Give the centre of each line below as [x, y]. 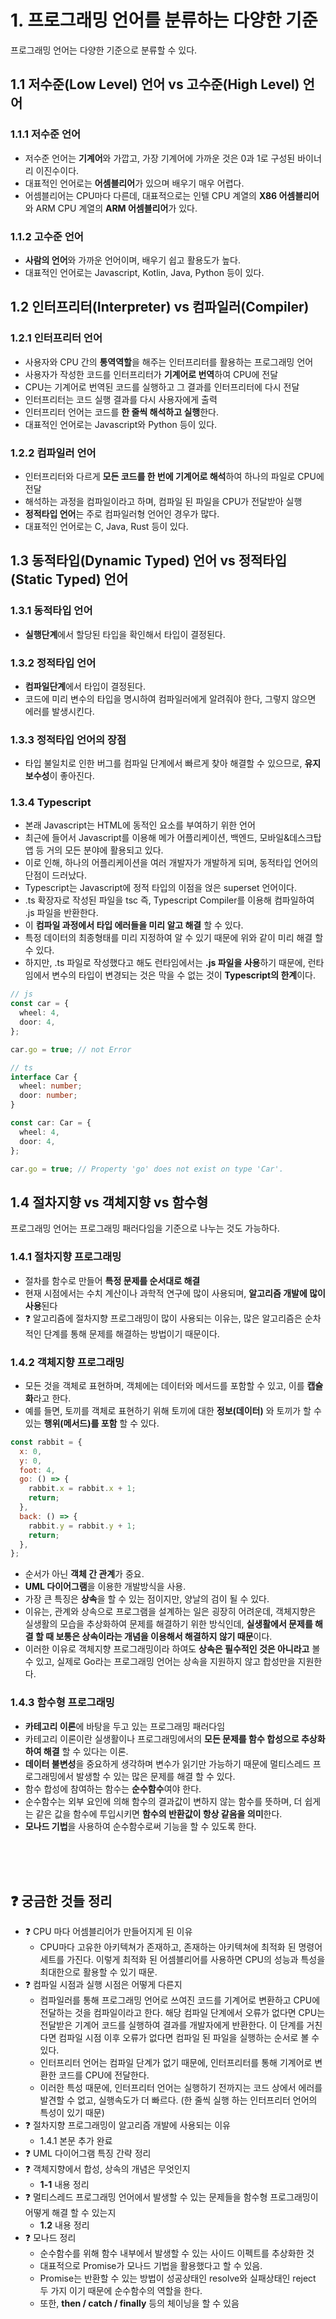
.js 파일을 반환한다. [61, 913]
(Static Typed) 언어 [69, 579]
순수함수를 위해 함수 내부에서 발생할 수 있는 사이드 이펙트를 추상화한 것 [177, 2253]
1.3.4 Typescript [51, 803]
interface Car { [44, 1077]
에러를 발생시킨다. [59, 711]
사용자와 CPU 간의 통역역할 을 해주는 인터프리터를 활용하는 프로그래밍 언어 [169, 362]
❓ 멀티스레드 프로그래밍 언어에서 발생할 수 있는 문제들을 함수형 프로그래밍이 [171, 2197]
